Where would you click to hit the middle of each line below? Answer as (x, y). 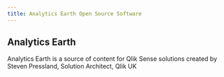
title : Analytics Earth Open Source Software (74, 14)
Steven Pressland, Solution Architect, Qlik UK (72, 66)
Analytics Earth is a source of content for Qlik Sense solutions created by (112, 59)
